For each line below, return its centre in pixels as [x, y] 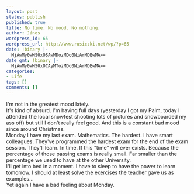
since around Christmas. [36, 129]
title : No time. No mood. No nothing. [53, 28]
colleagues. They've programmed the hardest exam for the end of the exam [97, 141]
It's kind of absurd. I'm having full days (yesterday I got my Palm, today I [93, 110]
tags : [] [17, 82]
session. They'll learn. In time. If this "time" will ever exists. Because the [93, 147]
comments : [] [22, 88]
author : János [23, 33]
